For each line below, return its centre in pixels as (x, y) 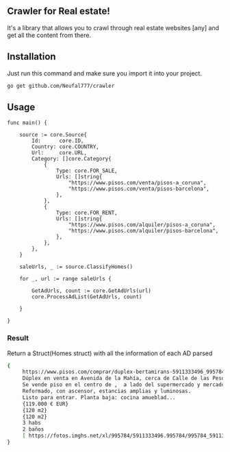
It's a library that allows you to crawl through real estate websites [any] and (113, 27)
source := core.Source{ (53, 135)
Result (18, 338)
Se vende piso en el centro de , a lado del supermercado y (111, 385)
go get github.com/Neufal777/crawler (61, 86)
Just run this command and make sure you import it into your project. (104, 73)
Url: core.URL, (60, 153)
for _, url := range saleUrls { (65, 279)
